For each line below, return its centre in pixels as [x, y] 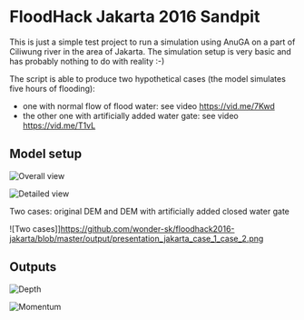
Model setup [46, 154]
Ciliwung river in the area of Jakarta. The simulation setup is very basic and [151, 51]
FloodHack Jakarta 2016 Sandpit [135, 17]
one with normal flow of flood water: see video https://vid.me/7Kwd [148, 105]
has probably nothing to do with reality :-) [87, 61]
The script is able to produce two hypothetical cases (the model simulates [147, 78]
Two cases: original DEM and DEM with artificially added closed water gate [150, 211]
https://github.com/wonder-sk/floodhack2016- [147, 228]
